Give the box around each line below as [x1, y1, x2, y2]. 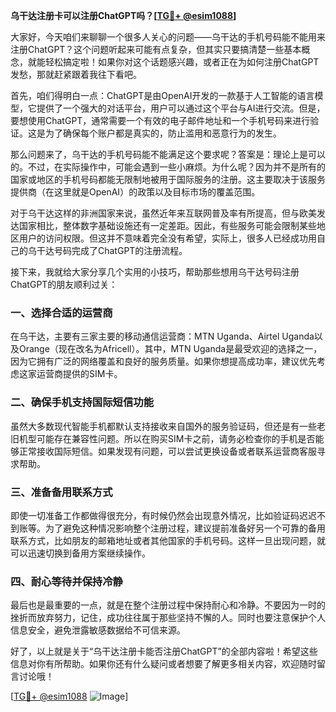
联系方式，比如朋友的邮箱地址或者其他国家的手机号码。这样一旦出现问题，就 [10, 534, 326, 546]
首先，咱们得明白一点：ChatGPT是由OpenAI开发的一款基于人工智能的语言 [10, 90, 315, 101]
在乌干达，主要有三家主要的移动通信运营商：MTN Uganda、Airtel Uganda [10, 330, 315, 343]
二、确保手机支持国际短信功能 [10, 395, 155, 409]
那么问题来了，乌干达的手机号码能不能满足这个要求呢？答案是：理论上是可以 [10, 149, 326, 160]
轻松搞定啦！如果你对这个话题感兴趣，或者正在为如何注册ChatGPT [44, 56, 320, 68]
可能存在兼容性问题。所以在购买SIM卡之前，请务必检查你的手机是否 [36, 432, 316, 444]
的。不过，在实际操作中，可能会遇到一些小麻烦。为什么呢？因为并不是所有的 [10, 161, 326, 173]
